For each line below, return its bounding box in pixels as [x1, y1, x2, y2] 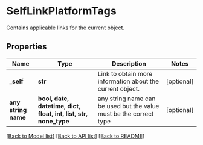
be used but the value [97, 102, 159, 110]
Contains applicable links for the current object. [6, 24, 125, 31]
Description [111, 59, 146, 67]
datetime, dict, [38, 102, 80, 110]
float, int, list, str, [38, 110, 88, 118]
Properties [6, 42, 47, 52]
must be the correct [97, 110, 154, 118]
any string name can [97, 94, 156, 103]
